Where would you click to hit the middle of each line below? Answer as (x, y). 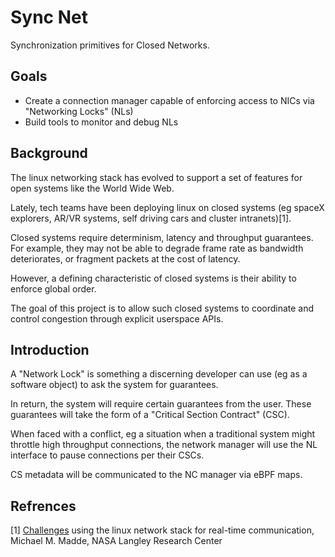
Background (49, 153)
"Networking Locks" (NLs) (79, 111)
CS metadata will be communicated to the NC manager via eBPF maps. (156, 475)
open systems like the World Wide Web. (92, 188)
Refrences (43, 506)
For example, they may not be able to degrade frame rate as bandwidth (157, 248)
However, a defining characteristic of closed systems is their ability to (153, 278)
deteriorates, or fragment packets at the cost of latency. (125, 258)
